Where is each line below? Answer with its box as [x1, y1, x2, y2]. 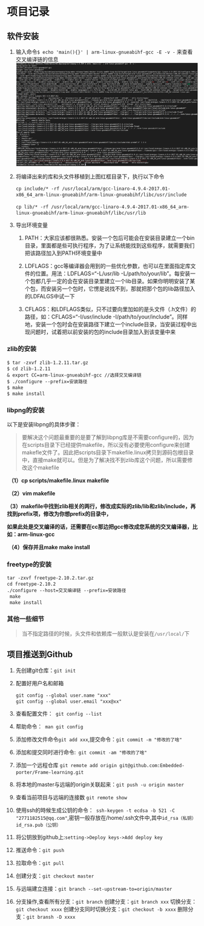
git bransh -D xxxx [26, 914, 76, 920]
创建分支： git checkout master [15, 872, 94, 879]
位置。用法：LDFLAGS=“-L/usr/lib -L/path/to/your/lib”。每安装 [35, 270, 191, 277]
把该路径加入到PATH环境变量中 [24, 249, 102, 257]
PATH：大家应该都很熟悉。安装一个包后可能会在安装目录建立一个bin [24, 234, 195, 241]
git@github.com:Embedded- [119, 762, 185, 768]
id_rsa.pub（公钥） [15, 822, 61, 828]
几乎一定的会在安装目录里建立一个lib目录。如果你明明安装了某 [41, 277, 196, 284]
